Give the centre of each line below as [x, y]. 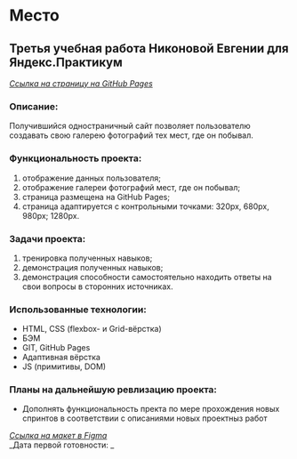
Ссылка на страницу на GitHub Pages [81, 84]
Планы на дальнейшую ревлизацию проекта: [113, 390]
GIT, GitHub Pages [56, 348]
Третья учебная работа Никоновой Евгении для [149, 48]
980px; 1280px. [51, 215]
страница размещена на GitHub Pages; [96, 197]
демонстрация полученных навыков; [92, 267]
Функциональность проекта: [76, 158]
